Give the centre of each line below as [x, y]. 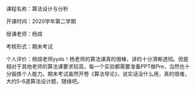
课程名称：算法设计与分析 [37, 9]
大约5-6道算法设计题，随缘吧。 [44, 81]
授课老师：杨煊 [24, 34]
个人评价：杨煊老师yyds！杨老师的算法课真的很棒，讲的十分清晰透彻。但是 [97, 59]
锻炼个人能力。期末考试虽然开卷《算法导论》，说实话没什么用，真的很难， [100, 74]
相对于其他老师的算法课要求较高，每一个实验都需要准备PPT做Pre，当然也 [95, 66]
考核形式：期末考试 [30, 46]
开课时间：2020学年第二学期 [41, 21]
